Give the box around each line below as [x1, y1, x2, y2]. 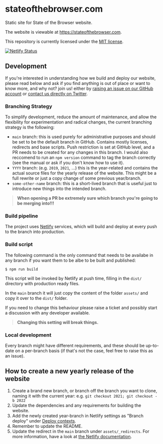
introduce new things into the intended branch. [12, 186, 106, 191]
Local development [5, 331, 52, 338]
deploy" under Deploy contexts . [12, 418, 77, 423]
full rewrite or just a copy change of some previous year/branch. [12, 175, 142, 181]
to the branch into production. [5, 229, 65, 235]
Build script [5, 241, 33, 248]
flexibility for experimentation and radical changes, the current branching [5, 119, 152, 125]
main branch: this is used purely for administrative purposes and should [12, 134, 156, 140]
